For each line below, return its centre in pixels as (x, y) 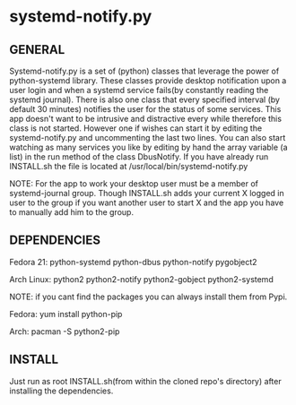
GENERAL (37, 50)
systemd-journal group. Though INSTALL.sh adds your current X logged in (147, 193)
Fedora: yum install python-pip (66, 314)
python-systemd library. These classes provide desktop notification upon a (148, 81)
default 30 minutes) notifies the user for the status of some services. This (145, 109)
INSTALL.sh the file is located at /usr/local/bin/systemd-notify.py (129, 166)
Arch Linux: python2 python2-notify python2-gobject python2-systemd (141, 279)
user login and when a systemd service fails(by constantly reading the (139, 90)
